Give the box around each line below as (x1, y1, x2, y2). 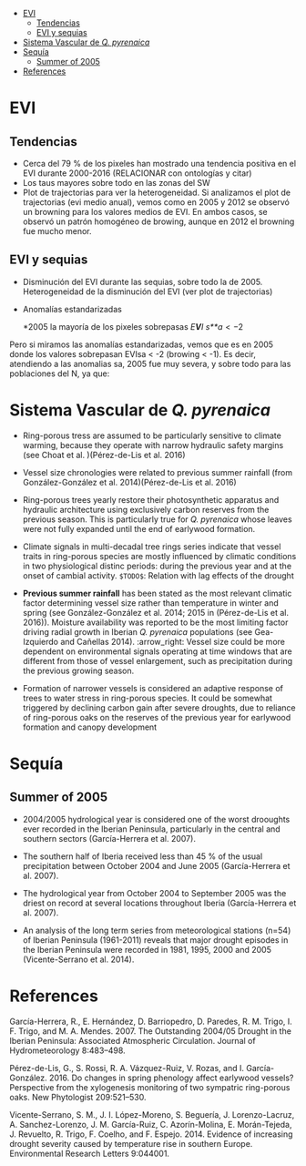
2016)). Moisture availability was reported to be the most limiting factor (22, 617, 289, 628)
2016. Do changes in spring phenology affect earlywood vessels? (48, 1072, 294, 1083)
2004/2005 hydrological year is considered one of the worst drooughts (22, 813, 291, 824)
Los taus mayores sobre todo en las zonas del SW (22, 178, 211, 188)
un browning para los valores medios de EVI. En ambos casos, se (22, 207, 268, 217)
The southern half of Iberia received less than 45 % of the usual (22, 851, 263, 862)
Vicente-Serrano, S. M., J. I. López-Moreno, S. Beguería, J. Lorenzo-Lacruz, (9, 1109, 295, 1120)
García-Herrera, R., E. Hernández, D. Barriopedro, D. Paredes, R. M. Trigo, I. (9, 1016, 293, 1027)
